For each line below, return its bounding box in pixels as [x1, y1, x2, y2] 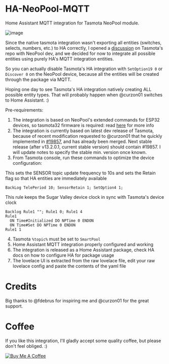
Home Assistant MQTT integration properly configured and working [12, 241, 153, 247]
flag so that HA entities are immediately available [5, 175, 107, 181]
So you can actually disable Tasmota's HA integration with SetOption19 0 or [5, 66, 163, 72]
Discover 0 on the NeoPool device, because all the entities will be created [5, 71, 159, 77]
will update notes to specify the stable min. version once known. [12, 149, 147, 155]
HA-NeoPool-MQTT [5, 3, 90, 15]
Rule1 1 [5, 227, 22, 232]
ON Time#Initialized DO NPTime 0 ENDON [10, 218, 94, 223]
